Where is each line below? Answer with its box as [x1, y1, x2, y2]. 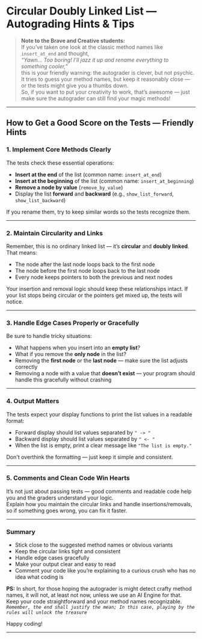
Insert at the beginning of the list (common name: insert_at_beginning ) [14, 177, 194, 185]
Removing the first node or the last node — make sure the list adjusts [14, 357, 188, 364]
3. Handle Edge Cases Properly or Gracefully [6, 319, 139, 327]
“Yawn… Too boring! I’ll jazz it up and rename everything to [20, 56, 169, 63]
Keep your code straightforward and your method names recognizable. [6, 598, 182, 605]
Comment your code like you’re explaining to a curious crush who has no [14, 567, 196, 574]
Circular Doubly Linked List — [6, 4, 158, 18]
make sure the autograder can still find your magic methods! [20, 95, 171, 102]
